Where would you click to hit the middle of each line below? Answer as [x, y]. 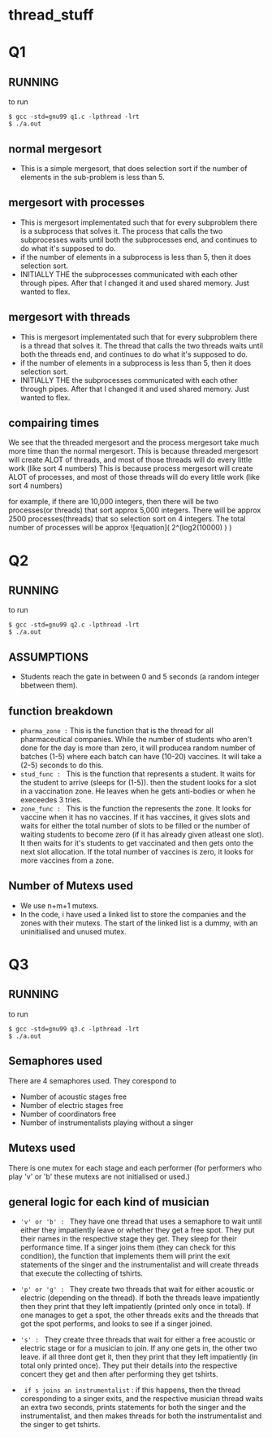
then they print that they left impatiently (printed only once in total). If [136, 1307]
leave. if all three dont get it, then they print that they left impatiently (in [139, 1357]
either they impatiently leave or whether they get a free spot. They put [137, 1230]
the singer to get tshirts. [60, 1425]
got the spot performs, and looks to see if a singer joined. [116, 1324]
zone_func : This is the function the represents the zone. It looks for [136, 809]
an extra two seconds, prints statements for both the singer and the [133, 1408]
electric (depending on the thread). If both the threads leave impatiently [140, 1298]
